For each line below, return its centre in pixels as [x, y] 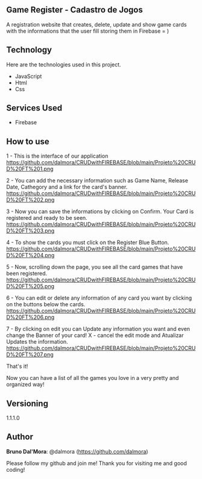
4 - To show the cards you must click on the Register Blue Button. [88, 243]
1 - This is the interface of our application [57, 156]
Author [20, 437]
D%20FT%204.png [30, 256]
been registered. [27, 274]
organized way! [25, 384]
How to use [28, 141]
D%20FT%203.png [30, 231]
